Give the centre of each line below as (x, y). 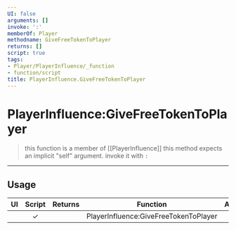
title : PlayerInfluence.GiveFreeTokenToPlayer (77, 79)
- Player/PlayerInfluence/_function (61, 66)
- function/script (34, 72)
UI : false (22, 14)
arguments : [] (28, 20)
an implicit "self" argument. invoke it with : (86, 156)
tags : (15, 60)
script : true (26, 53)
